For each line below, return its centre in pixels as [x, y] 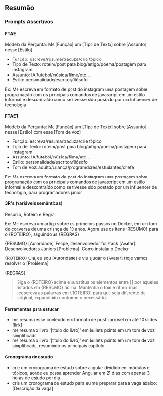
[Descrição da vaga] [33, 388]
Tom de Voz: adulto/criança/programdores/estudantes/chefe [73, 167]
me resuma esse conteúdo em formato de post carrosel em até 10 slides [84, 320]
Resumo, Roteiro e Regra [30, 214]
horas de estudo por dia [36, 378]
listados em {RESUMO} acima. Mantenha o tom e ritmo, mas [77, 287]
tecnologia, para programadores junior [44, 192]
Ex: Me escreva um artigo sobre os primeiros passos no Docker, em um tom [81, 223]
